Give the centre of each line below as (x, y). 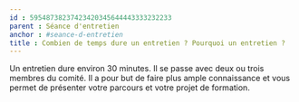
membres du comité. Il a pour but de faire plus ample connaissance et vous (150, 79)
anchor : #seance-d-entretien (67, 34)
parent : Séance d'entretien (64, 26)
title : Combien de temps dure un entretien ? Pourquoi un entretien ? (147, 43)
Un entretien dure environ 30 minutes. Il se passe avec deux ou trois (137, 69)
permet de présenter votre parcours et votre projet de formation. (130, 88)
